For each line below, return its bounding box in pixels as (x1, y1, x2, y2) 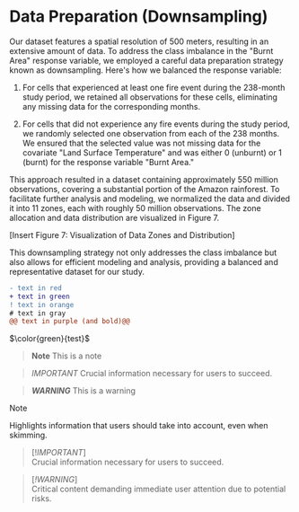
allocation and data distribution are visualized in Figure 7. (9, 212, 220, 223)
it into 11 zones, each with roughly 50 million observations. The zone (9, 202, 262, 213)
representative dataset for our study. (9, 266, 145, 277)
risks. (31, 493, 52, 504)
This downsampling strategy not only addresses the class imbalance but (9, 247, 277, 258)
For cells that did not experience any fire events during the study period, (22, 119, 290, 129)
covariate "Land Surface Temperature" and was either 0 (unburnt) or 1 (22, 146, 283, 158)
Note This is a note (31, 350, 102, 361)
